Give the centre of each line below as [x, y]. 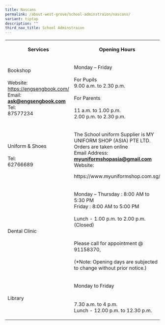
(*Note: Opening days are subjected [116, 262]
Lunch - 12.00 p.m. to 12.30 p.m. [113, 311]
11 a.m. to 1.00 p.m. [97, 110]
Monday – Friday [93, 67]
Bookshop [19, 70]
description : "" [22, 23]
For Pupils [85, 80]
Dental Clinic [22, 231]
